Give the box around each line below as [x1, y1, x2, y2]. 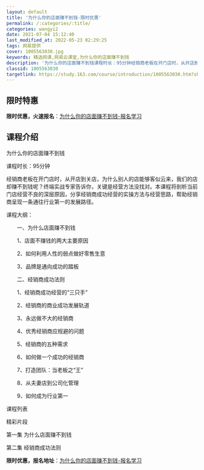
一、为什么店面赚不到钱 [16, 223, 76, 231]
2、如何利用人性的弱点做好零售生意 [16, 250, 106, 257]
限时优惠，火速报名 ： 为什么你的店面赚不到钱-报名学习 [6, 113, 142, 120]
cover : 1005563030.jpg [6, 49, 64, 55]
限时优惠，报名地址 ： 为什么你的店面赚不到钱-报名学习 [6, 457, 142, 464]
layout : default [6, 9, 47, 15]
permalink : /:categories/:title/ [6, 20, 91, 26]
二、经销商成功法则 [16, 275, 65, 283]
